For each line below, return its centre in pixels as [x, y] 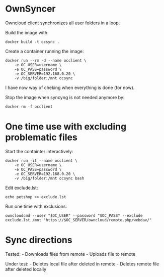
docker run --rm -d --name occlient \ [46, 60]
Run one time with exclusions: [36, 206]
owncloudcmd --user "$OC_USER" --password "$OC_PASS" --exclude [74, 215]
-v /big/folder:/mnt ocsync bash [49, 178]
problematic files [42, 137]
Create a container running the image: [45, 51]
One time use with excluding [66, 127]
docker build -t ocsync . [32, 42]
